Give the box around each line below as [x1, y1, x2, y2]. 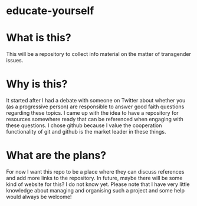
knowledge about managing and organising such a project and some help [6, 187, 185, 194]
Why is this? [6, 78, 68, 91]
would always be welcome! [6, 193, 72, 200]
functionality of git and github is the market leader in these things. [6, 128, 166, 135]
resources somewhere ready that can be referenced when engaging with [6, 116, 184, 123]
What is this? [6, 31, 72, 45]
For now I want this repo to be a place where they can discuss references [6, 168, 185, 175]
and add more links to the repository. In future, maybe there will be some [6, 175, 183, 181]
